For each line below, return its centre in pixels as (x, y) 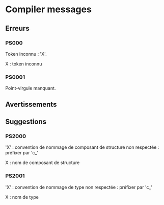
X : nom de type (22, 197)
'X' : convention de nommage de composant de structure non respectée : (82, 147)
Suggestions (26, 121)
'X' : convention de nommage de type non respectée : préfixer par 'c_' (79, 187)
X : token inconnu (24, 64)
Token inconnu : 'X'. (26, 54)
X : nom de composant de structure (43, 163)
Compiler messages (48, 9)
